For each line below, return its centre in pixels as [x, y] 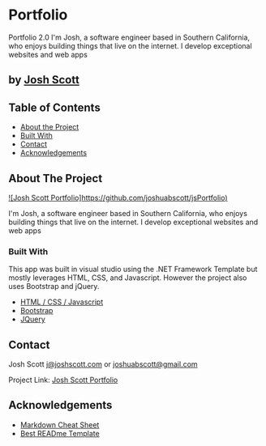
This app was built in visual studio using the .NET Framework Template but [133, 270]
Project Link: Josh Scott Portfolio [63, 380]
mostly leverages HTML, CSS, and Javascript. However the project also [128, 278]
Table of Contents [55, 107]
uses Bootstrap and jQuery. [54, 287]
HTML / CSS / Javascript [62, 302]
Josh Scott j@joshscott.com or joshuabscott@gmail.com [103, 364]
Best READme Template [60, 433]
